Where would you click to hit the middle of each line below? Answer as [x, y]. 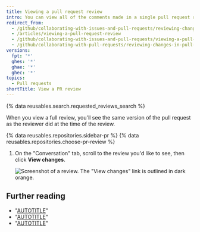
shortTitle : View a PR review [44, 89]
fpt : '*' [22, 56]
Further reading [36, 196]
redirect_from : [25, 23]
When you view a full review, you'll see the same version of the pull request [99, 117]
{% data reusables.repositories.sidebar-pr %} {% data [73, 135]
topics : [16, 78]
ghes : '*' [24, 61]
